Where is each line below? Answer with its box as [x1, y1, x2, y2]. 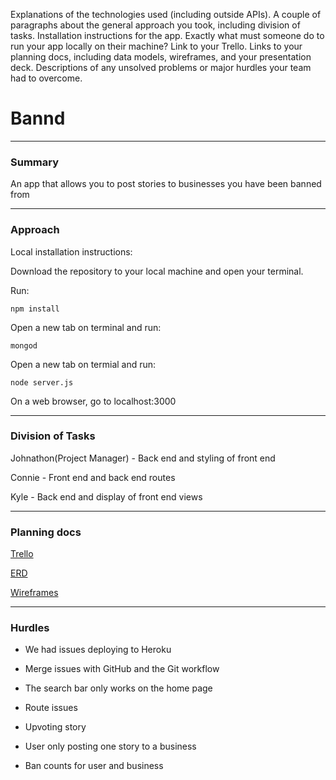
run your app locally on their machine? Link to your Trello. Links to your [10, 40, 303, 52]
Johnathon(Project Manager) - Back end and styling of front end [10, 452, 276, 464]
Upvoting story [24, 721, 87, 733]
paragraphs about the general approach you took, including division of [10, 19, 301, 31]
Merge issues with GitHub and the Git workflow [24, 663, 220, 675]
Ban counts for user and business [24, 760, 164, 772]
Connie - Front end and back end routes [10, 471, 176, 483]
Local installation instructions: [10, 245, 133, 258]
